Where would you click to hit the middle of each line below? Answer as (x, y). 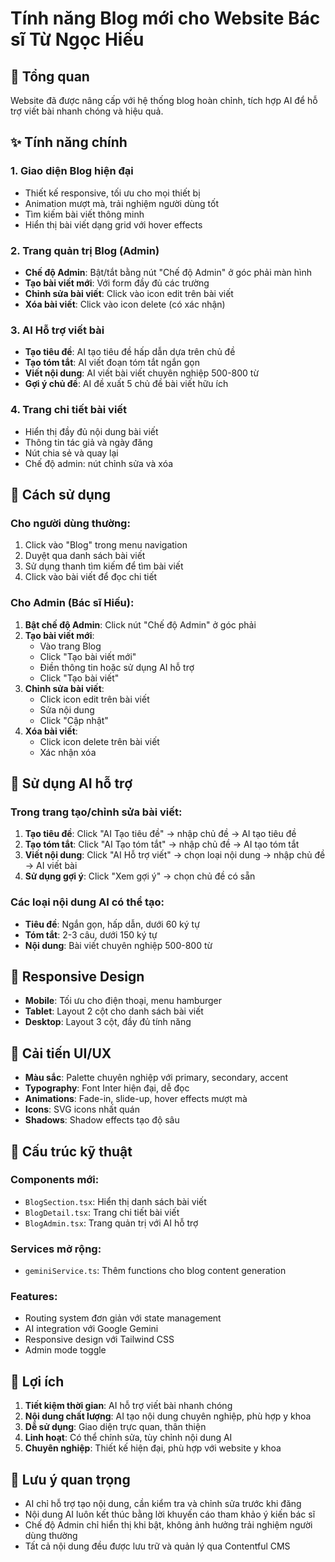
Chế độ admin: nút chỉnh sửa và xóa (99, 463)
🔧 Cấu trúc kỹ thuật (71, 1151)
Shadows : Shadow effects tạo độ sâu (102, 1120)
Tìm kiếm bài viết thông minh (84, 214)
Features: (34, 1297)
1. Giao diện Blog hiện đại (72, 171)
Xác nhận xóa (68, 752)
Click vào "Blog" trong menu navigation (106, 545)
